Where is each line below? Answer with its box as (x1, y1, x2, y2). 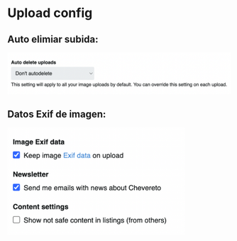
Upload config (7, 5, 93, 21)
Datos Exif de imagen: (7, 108, 106, 120)
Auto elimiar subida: (7, 33, 99, 45)
